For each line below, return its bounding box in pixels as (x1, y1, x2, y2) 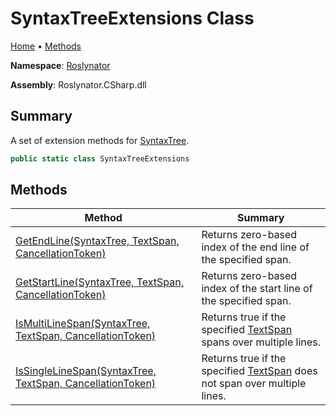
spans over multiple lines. (201, 335, 321, 349)
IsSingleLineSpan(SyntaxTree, (15, 364, 157, 378)
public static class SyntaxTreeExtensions (10, 153, 190, 164)
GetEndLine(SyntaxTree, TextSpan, (15, 234, 180, 248)
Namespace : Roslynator (10, 59, 111, 71)
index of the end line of (201, 240, 310, 254)
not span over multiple (201, 377, 307, 391)
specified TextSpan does (201, 364, 318, 378)
